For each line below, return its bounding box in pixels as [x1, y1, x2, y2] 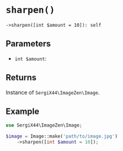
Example [5, 106, 40, 116]
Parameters [5, 38, 51, 49]
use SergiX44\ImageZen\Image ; [5, 122, 83, 128]
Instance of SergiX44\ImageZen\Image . [5, 88, 100, 96]
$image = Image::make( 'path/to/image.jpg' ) [5, 133, 118, 139]
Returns [5, 72, 37, 83]
